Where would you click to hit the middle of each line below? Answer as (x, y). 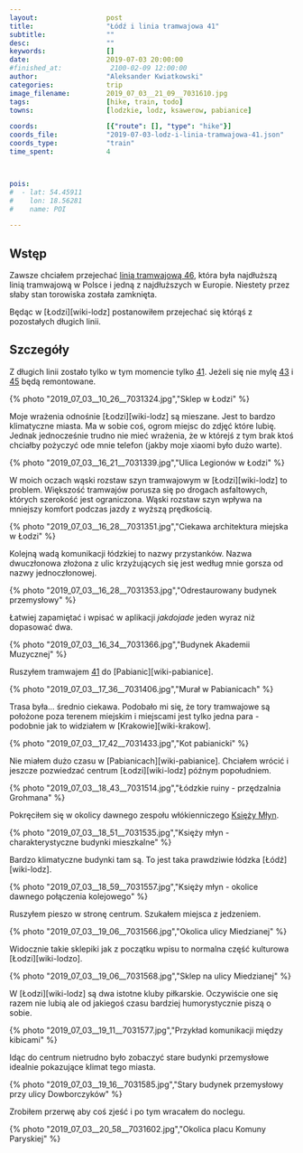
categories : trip (66, 85)
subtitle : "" (62, 34)
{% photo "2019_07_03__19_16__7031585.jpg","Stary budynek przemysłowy (147, 1084)
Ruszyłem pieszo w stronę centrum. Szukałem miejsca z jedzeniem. (135, 914)
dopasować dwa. (41, 627)
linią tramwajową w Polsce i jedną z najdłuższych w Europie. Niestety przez (150, 285)
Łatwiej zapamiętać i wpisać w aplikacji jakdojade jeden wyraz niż (132, 617)
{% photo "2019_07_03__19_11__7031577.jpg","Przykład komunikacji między (147, 1030)
